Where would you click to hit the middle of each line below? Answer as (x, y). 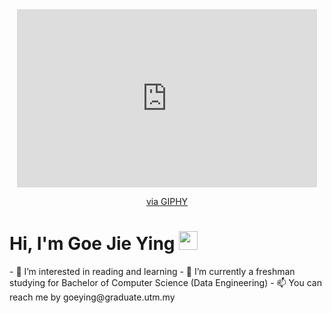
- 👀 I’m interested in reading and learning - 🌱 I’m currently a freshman (152, 271)
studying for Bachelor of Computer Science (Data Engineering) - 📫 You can (165, 282)
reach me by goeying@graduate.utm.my (92, 297)
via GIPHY (167, 201)
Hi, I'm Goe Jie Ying (92, 244)
